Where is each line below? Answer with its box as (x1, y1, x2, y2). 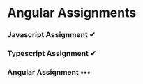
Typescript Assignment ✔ (7, 49, 96, 59)
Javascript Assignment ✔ (7, 30, 96, 40)
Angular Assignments (7, 5, 137, 21)
